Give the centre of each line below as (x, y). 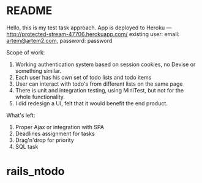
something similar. (38, 70)
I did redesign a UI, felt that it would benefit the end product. (92, 103)
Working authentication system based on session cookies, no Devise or (105, 64)
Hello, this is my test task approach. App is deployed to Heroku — (89, 28)
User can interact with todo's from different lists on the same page (99, 84)
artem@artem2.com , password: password (59, 40)
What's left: (21, 115)
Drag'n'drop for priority (45, 140)
